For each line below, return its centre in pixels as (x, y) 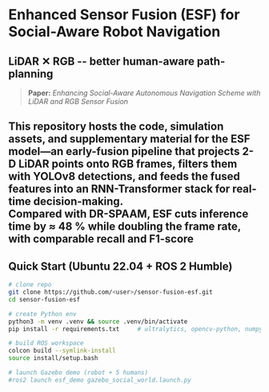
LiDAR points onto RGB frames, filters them (128, 164)
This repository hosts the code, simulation (116, 127)
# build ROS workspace (46, 343)
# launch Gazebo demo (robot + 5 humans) (78, 373)
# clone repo (30, 285)
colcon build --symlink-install (62, 351)
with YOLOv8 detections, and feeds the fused (124, 176)
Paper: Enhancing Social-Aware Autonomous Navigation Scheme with (144, 93)
